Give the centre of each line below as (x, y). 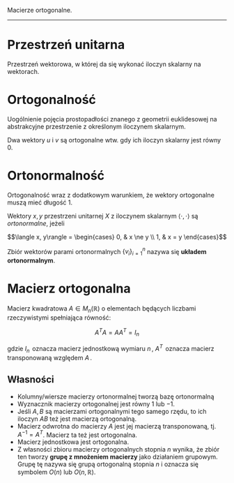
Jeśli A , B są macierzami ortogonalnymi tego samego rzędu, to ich (112, 411)
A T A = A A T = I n (117, 333)
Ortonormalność (56, 176)
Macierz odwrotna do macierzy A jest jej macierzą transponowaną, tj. (117, 426)
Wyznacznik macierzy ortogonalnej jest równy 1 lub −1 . (96, 403)
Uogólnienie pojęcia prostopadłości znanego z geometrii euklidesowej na (112, 119)
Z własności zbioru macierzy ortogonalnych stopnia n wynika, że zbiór (118, 449)
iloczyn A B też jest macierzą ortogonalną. (77, 419)
